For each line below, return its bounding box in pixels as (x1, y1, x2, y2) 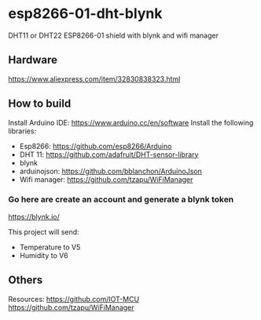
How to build (8, 97, 72, 111)
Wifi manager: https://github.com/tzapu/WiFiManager (19, 174, 193, 184)
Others (8, 274, 43, 287)
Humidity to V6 (19, 250, 68, 260)
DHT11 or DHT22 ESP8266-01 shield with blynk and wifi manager (8, 31, 219, 40)
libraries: (8, 126, 37, 136)
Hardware (8, 53, 57, 67)
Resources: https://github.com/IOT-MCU (8, 294, 140, 304)
